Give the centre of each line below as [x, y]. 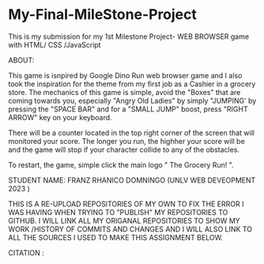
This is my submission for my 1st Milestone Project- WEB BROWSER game [129, 36]
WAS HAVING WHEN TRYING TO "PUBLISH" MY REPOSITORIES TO [118, 212]
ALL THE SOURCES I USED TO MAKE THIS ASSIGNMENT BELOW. [116, 237]
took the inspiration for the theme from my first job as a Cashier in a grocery [132, 84]
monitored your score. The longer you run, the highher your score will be [126, 141]
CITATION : [26, 253]
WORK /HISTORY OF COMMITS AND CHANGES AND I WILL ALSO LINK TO [130, 229]
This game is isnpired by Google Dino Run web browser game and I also [125, 75]
